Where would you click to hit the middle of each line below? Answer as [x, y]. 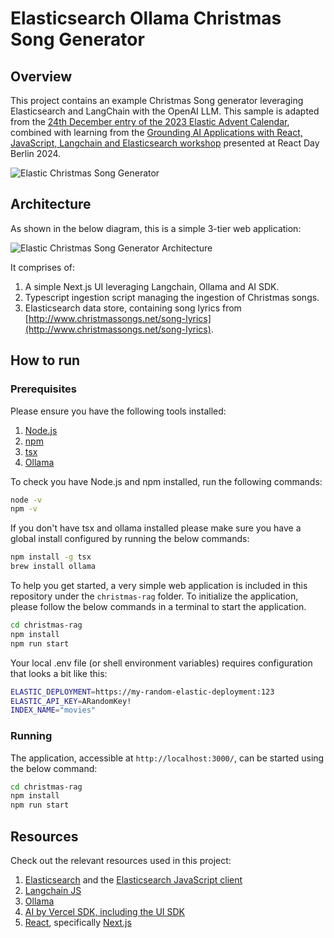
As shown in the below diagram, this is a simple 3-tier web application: [156, 228]
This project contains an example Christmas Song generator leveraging [157, 100]
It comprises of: [42, 267]
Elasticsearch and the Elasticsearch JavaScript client [133, 879]
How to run [45, 360]
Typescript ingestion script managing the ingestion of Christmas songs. [172, 297]
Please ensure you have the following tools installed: [118, 411]
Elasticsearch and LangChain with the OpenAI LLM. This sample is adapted [165, 111]
